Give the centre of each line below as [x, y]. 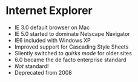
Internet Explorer [49, 11]
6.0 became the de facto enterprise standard [70, 60]
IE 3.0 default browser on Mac [52, 27]
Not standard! [31, 66]
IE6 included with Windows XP [53, 40]
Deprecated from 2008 [43, 72]
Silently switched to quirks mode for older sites [73, 53]
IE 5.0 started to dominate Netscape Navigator [72, 33]
